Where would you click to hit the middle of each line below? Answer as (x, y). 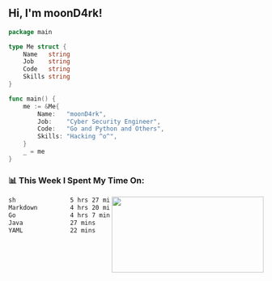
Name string (47, 54)
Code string (47, 69)
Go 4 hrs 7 (52, 215)
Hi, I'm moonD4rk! (55, 13)
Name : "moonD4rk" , (72, 114)
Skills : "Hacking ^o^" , (77, 137)
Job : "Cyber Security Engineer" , (99, 121)
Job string (47, 62)
